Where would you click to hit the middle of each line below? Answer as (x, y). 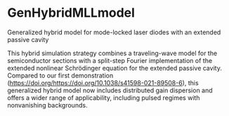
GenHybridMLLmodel (71, 13)
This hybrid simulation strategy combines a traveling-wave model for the (112, 53)
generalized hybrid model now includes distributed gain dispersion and (110, 90)
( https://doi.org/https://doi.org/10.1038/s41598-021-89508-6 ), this (103, 82)
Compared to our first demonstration (60, 75)
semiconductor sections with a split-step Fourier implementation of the (110, 60)
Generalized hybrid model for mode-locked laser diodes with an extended (114, 32)
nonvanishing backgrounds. (47, 105)
